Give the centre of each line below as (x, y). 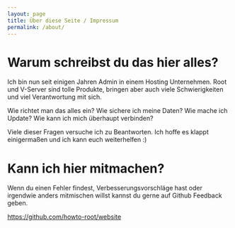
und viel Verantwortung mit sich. (55, 97)
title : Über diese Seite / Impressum (63, 21)
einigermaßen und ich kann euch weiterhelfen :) (77, 140)
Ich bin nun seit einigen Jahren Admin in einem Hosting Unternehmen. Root (117, 82)
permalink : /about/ (36, 27)
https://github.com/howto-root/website (64, 217)
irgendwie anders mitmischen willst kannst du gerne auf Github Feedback (115, 195)
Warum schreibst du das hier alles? (113, 62)
